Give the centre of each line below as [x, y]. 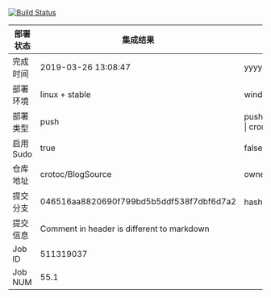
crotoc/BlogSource [76, 174]
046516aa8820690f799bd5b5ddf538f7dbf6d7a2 [138, 201]
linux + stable [65, 94]
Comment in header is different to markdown [125, 229]
